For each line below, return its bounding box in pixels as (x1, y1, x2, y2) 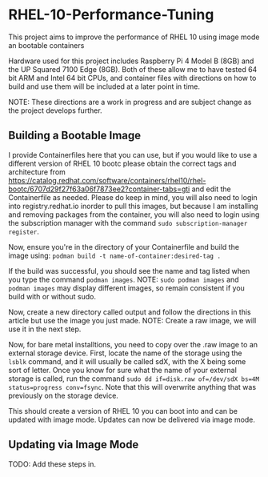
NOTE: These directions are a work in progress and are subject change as (8, 97, 252, 106)
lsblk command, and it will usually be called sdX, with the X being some (8, 356, 246, 366)
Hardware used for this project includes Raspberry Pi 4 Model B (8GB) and (8, 56, 254, 66)
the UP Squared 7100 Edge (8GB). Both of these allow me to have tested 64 (8, 64, 258, 74)
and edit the (191, 184, 231, 194)
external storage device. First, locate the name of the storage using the (8, 348, 242, 358)
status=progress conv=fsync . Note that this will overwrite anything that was (8, 382, 257, 391)
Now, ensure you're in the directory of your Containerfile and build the (8, 242, 240, 251)
